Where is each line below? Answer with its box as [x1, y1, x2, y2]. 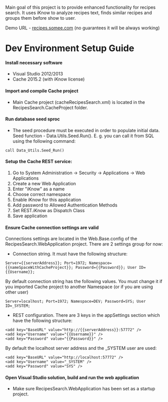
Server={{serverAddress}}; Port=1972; [5, 261, 87, 266]
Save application [12, 213, 48, 219]
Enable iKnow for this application [12, 197, 81, 203]
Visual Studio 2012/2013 [12, 71, 63, 77]
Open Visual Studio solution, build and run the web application [5, 374, 139, 380]
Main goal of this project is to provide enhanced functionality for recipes [5, 5, 156, 10]
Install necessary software [5, 59, 63, 65]
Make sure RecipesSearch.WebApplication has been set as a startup [12, 386, 155, 392]
